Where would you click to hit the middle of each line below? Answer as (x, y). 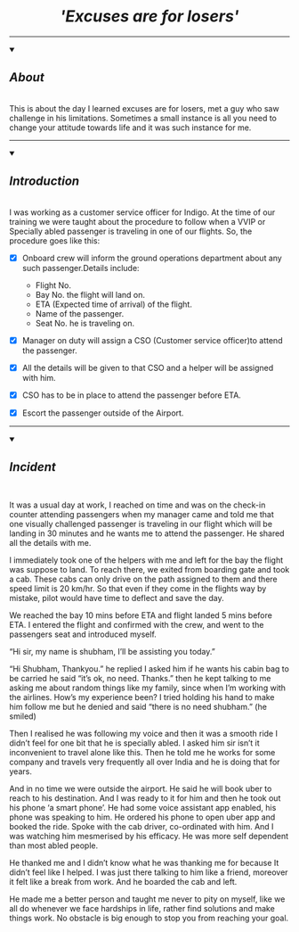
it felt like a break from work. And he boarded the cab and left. (123, 881)
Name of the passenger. (80, 313)
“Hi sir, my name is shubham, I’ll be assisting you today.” (112, 651)
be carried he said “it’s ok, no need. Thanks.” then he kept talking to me (140, 678)
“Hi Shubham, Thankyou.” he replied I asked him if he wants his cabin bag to (149, 668)
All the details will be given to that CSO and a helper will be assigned (148, 367)
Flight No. (53, 285)
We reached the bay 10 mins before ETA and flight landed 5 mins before (141, 615)
